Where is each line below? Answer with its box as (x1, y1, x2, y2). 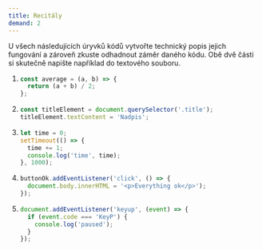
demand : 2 (8, 19, 42, 27)
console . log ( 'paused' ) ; (34, 220, 114, 228)
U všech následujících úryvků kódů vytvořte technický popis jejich (8, 41, 227, 50)
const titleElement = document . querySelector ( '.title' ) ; (19, 105, 214, 114)
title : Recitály (8, 11, 62, 20)
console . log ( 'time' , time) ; (27, 151, 121, 160)
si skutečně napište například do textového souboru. (8, 58, 181, 68)
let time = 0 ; (19, 129, 67, 137)
